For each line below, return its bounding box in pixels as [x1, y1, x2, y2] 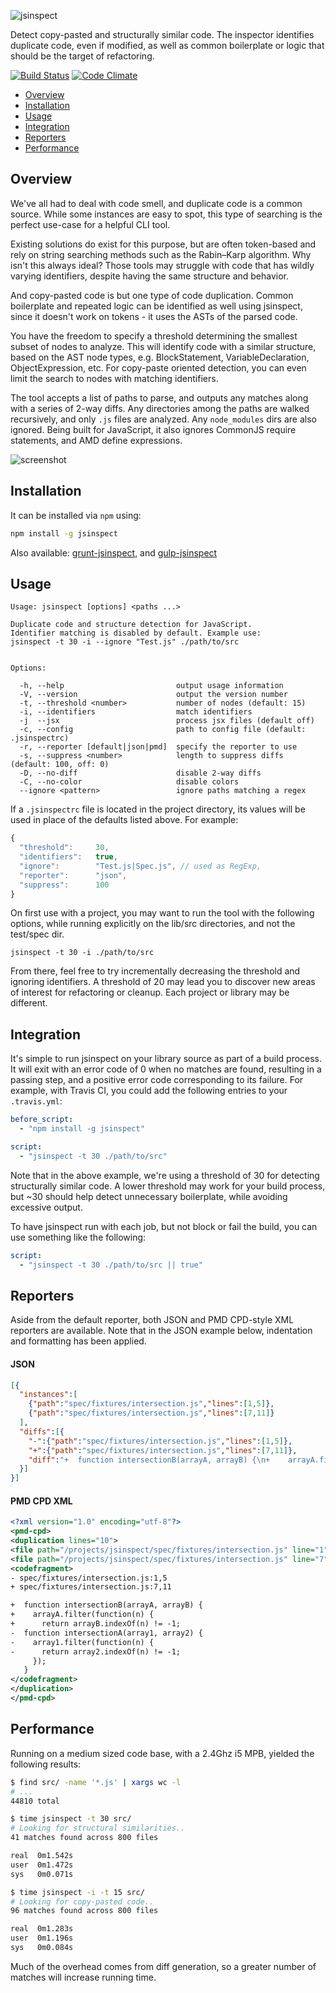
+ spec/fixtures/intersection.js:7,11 [10, 1582, 172, 1592]
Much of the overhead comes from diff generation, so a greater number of [10, 1960, 317, 1972]
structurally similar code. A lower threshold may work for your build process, [10, 1180, 326, 1192]
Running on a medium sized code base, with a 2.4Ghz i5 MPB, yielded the [10, 1747, 315, 1759]
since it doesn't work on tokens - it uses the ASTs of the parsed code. [10, 310, 298, 322]
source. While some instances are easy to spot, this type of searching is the [10, 208, 323, 220]
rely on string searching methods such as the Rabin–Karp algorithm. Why [10, 248, 312, 260]
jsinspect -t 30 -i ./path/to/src [10, 948, 155, 958]
